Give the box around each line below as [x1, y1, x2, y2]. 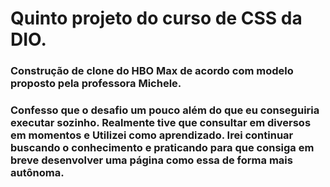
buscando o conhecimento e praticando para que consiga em [10, 141, 315, 155]
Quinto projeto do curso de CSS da [10, 7, 303, 30]
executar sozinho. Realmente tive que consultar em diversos [10, 116, 312, 130]
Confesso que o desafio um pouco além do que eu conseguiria [10, 103, 320, 117]
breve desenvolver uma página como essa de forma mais [10, 153, 293, 167]
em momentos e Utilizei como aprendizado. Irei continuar [10, 128, 294, 142]
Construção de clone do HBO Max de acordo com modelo [10, 64, 294, 78]
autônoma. [10, 166, 65, 180]
